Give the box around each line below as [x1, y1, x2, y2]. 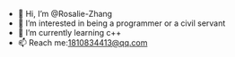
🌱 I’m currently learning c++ [17, 28, 122, 37]
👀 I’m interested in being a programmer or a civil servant [17, 18, 226, 28]
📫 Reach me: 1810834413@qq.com [17, 37, 148, 48]
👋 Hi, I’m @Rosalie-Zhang [17, 9, 113, 19]
